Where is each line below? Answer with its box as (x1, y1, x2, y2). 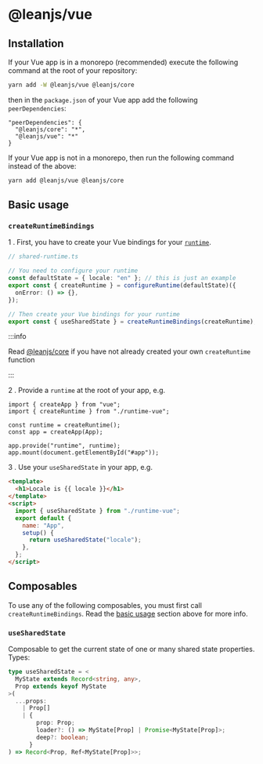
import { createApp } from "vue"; (8, 401, 121, 409)
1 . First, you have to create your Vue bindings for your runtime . (8, 238, 211, 247)
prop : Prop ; (36, 719, 76, 727)
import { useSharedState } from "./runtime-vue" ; (15, 507, 180, 515)
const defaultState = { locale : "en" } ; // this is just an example (8, 275, 236, 282)
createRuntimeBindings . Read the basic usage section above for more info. (8, 609, 248, 618)
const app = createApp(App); (8, 428, 103, 436)
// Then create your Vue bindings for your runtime (8, 310, 180, 318)
